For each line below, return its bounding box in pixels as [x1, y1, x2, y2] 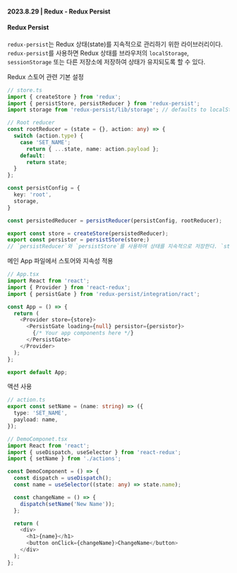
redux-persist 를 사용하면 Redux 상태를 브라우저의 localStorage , [7, 48, 189, 57]
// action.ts [7, 396, 46, 404]
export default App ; [7, 369, 68, 376]
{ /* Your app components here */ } [32, 330, 134, 337]
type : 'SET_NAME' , [13, 410, 68, 417]
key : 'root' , [13, 191, 52, 199]
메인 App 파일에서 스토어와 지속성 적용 [7, 257, 114, 265]
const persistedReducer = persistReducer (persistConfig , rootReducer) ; [7, 217, 222, 224]
